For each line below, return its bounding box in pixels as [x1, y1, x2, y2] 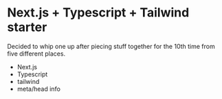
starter [7, 19, 47, 35]
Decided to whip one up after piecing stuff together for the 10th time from [7, 42, 215, 50]
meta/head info [16, 85, 60, 93]
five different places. [7, 49, 66, 58]
